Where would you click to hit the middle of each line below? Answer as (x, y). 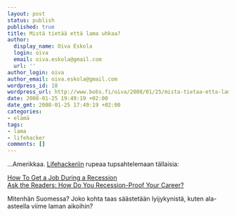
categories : (25, 112)
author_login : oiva (36, 72)
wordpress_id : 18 (33, 86)
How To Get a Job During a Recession (62, 178)
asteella (19, 206)
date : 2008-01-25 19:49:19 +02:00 (58, 99)
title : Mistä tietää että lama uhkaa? (64, 33)
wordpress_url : (29, 92)
